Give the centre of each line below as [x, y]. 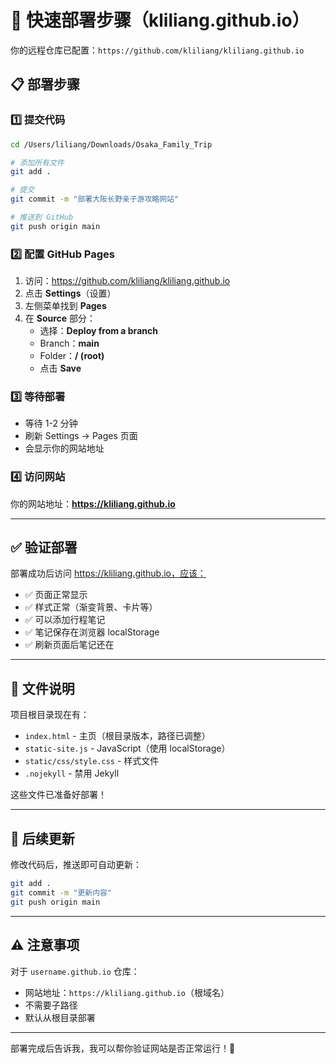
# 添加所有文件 [37, 162]
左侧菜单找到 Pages [65, 306]
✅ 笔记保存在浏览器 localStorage [92, 632]
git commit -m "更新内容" [61, 892]
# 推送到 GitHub [42, 217]
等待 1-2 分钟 [51, 423]
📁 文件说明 [42, 688]
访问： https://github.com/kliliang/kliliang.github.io [127, 281]
